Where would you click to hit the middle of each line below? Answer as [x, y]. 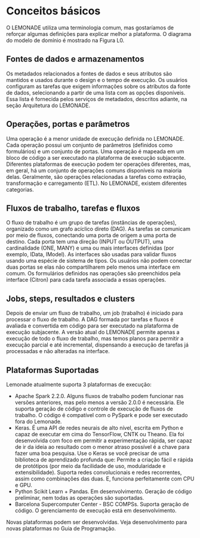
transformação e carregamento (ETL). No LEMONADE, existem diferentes [96, 183]
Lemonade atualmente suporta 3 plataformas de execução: [79, 384]
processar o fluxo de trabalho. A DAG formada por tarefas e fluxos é [90, 320]
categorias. [20, 189]
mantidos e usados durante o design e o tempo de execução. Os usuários [97, 80]
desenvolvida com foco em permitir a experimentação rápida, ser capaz [103, 440]
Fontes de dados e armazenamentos [75, 59]
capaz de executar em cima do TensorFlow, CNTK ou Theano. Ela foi [99, 434]
